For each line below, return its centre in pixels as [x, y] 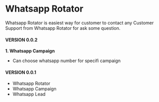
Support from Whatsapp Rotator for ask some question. [63, 28]
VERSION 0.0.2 [21, 40]
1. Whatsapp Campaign [30, 51]
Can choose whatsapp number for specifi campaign [67, 61]
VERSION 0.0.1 [21, 72]
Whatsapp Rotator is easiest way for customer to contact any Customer [79, 23]
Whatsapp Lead [29, 94]
